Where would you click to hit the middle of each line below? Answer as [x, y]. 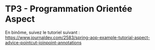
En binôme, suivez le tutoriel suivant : [42, 32]
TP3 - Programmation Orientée [69, 9]
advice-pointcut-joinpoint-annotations [43, 42]
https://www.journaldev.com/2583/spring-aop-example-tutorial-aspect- [77, 37]
